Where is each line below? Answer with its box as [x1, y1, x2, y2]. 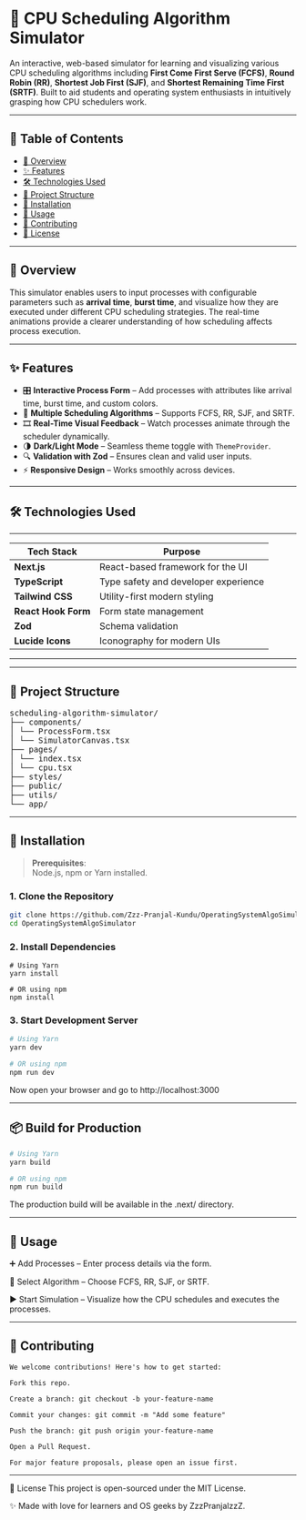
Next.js [14, 561, 46, 573]
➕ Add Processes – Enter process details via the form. [9, 1258, 212, 1269]
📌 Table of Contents [9, 131, 124, 147]
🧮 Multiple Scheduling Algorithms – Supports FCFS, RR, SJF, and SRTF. [22, 408, 295, 419]
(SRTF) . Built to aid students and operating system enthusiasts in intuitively [9, 86, 291, 97]
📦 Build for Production [9, 1120, 142, 1136]
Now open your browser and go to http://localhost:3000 [9, 1084, 220, 1095]
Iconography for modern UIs [99, 634, 220, 647]
